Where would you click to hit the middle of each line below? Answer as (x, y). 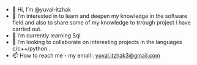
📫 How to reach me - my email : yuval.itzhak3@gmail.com (86, 55)
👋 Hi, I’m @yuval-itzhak (42, 10)
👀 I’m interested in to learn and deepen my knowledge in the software (100, 16)
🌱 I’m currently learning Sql (46, 36)
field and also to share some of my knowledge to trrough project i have (101, 22)
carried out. (27, 29)
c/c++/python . (31, 48)
